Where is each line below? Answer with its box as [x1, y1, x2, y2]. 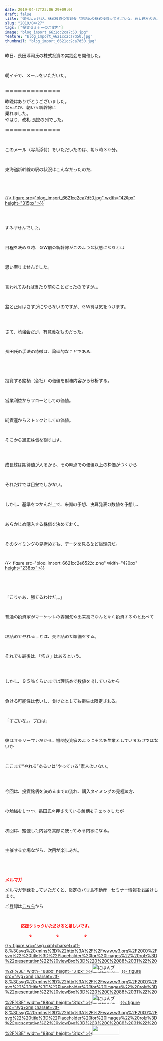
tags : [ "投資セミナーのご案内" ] [5, 25, 63, 30]
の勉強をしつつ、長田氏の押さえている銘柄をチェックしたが [5, 808, 124, 813]
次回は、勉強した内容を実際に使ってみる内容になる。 [5, 828, 112, 833]
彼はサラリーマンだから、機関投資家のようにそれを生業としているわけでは [5, 737, 154, 743]
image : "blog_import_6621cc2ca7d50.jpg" [5, 30, 89, 35]
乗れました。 [5, 110, 31, 116]
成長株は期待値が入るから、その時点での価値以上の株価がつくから [5, 461, 137, 467]
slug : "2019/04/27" [5, 20, 45, 26]
